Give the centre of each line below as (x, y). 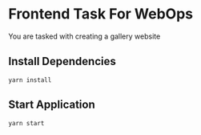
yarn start (26, 123)
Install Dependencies (62, 61)
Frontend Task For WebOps (101, 14)
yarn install (30, 80)
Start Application (52, 105)
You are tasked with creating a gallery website (84, 36)
